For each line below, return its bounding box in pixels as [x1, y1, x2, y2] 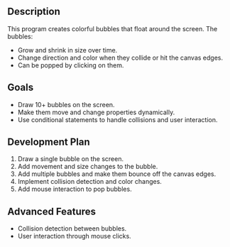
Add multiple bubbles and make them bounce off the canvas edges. [17, 170, 217, 178]
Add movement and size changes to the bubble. [17, 163, 158, 171]
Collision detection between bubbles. [17, 224, 127, 233]
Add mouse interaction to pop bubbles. [17, 185, 133, 194]
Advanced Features [7, 205, 97, 217]
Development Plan [7, 136, 90, 148]
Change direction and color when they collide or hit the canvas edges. [17, 53, 224, 62]
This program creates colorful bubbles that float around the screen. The [7, 24, 218, 33]
